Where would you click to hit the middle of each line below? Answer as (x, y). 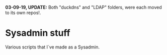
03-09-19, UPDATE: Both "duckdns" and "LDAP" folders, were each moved (83, 7)
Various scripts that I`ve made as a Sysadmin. (52, 47)
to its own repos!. (23, 13)
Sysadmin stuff (38, 33)
